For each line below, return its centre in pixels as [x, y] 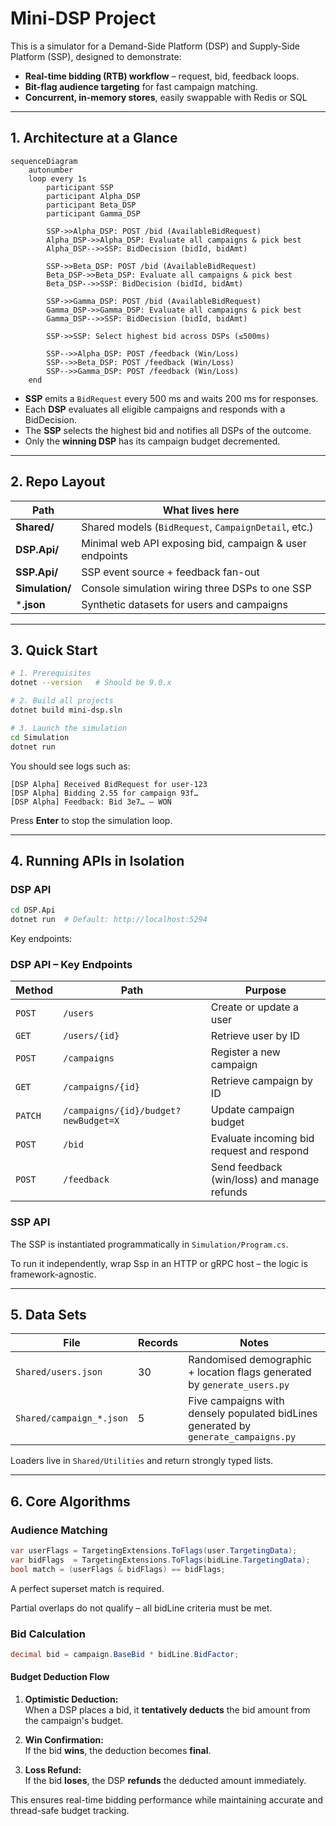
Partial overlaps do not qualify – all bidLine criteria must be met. [141, 1608]
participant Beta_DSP [91, 205]
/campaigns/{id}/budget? [122, 1111]
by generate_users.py [239, 1385]
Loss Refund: [53, 1770]
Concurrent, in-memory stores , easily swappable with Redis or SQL [166, 97]
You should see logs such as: [70, 766]
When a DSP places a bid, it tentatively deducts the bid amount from [167, 1710]
